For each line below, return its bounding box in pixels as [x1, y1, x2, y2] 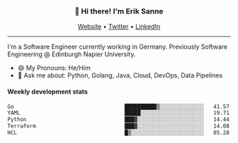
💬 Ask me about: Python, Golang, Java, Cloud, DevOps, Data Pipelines [17, 71, 223, 80]
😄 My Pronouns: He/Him [17, 63, 91, 73]
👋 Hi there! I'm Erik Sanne [74, 6, 164, 16]
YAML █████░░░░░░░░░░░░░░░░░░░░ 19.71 [7, 109, 230, 117]
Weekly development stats [7, 87, 89, 96]
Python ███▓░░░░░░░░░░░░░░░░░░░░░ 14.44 [7, 116, 230, 123]
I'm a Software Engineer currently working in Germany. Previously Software [7, 42, 228, 51]
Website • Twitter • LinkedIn [77, 23, 161, 31]
